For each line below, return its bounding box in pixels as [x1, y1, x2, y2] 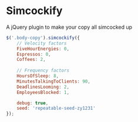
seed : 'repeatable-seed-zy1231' [16, 106, 96, 111]
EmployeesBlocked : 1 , [16, 89, 69, 95]
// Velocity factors [16, 40, 67, 46]
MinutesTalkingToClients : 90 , [16, 78, 91, 84]
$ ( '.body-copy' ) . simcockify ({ [6, 35, 80, 40]
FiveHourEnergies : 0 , [16, 46, 69, 52]
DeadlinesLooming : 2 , [16, 84, 69, 90]
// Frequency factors [16, 67, 69, 74]
